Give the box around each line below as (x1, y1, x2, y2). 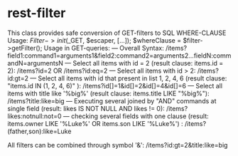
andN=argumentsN (7, 58, 64, 67)
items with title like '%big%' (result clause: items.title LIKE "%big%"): (7, 89, 210, 98)
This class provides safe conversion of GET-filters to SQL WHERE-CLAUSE (7, 28, 227, 37)
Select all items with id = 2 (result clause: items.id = (72, 58, 224, 67)
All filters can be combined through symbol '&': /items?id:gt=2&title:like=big (7, 140, 228, 149)
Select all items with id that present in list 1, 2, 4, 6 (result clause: (38, 73, 227, 83)
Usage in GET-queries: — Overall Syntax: (43, 43, 165, 52)
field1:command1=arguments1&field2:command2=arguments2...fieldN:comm (7, 51, 232, 60)
